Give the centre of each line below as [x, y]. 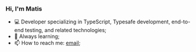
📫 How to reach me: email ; [47, 43]
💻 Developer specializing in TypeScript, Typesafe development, [92, 22]
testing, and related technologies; [66, 30]
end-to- [181, 22]
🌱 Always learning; [37, 36]
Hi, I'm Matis [24, 9]
